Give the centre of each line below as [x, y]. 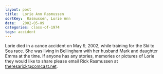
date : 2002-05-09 [25, 23]
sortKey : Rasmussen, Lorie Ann [38, 18]
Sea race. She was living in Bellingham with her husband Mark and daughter [81, 51]
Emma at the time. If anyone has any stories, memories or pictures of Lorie [80, 56]
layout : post [18, 9]
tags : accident [20, 32]
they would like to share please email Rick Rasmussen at [62, 61]
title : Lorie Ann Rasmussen [35, 14]
